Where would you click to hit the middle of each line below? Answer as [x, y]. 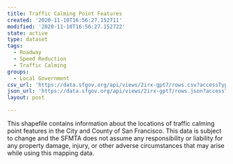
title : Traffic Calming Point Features [65, 14]
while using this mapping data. [51, 153]
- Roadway [27, 53]
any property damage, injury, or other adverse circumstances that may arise [116, 146]
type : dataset [28, 40]
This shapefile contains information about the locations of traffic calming [111, 123]
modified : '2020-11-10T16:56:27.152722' [67, 26]
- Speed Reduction [40, 59]
